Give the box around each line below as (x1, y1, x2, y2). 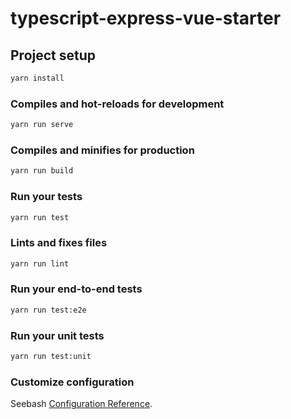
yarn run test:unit (10, 352, 92, 362)
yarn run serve (10, 120, 74, 130)
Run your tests (10, 190, 83, 204)
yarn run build (10, 166, 74, 176)
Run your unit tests (10, 328, 105, 342)
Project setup (10, 47, 97, 64)
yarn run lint (10, 258, 70, 269)
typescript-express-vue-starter (10, 7, 282, 30)
